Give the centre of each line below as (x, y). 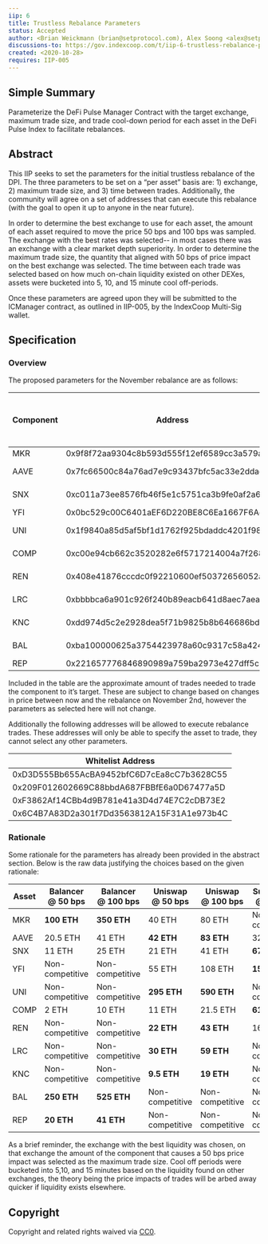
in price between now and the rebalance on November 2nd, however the (128, 700)
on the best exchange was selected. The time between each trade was (124, 266)
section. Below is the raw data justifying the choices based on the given (126, 863)
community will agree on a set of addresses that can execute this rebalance (132, 199)
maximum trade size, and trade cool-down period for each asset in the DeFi (132, 120)
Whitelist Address (120, 761)
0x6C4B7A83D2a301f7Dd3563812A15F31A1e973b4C (120, 814)
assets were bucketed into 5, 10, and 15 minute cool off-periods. (113, 282)
